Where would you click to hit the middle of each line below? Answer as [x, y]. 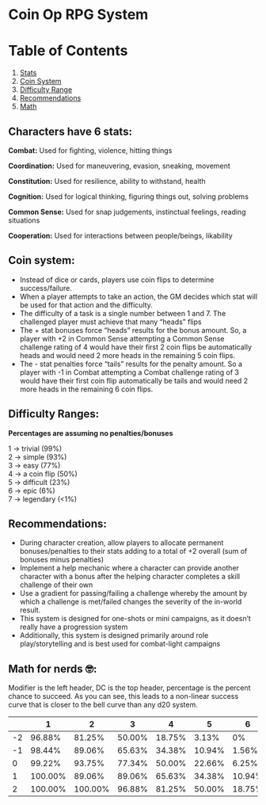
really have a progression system [74, 627]
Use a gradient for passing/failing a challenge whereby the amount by [133, 593]
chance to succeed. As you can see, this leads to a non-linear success [123, 696]
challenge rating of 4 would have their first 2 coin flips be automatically [135, 347]
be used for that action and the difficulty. [86, 305]
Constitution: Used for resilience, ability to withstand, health [107, 181]
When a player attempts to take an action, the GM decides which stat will [139, 296]
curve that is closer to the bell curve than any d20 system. [103, 705]
